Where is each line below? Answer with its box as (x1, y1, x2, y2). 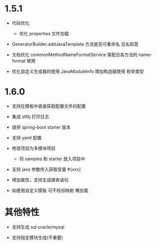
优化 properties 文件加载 (19, 30, 69, 36)
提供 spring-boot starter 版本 (11, 124, 71, 130)
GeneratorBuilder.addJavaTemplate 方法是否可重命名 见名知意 (11, 41, 139, 47)
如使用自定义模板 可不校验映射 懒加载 (11, 187, 89, 193)
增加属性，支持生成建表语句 (11, 177, 69, 183)
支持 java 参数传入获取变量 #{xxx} (11, 166, 81, 172)
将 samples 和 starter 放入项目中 (19, 156, 85, 162)
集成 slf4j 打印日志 (11, 114, 50, 120)
